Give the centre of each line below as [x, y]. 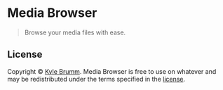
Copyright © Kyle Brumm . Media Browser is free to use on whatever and [112, 71]
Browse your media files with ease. [75, 32]
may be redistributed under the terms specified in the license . [96, 79]
